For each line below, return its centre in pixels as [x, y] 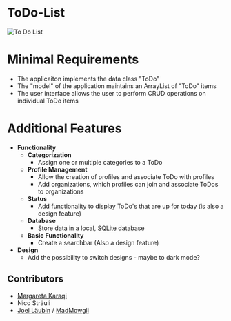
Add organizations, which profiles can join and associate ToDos [128, 184]
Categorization [49, 155]
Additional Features [64, 128]
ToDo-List [36, 13]
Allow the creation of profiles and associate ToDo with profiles [126, 176]
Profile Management [57, 169]
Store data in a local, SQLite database [91, 228]
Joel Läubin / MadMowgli [53, 310]
